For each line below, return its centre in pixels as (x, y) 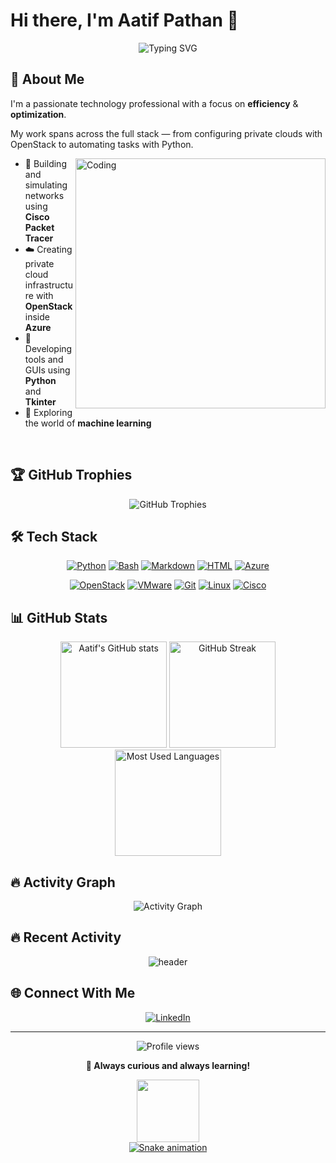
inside (37, 316)
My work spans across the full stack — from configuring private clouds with (166, 133)
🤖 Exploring (48, 412)
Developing (48, 348)
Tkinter (40, 401)
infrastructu (49, 285)
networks (44, 195)
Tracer (39, 238)
